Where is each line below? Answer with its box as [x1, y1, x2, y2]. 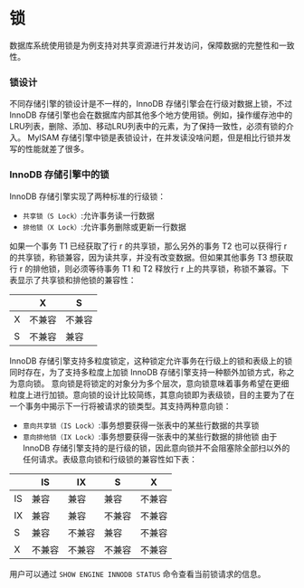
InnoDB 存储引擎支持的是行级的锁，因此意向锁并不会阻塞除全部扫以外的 [22, 442, 290, 453]
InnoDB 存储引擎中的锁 [9, 168, 110, 181]
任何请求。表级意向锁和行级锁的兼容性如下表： [22, 453, 197, 464]
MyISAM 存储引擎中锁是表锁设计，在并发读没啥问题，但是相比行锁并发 [26, 132, 291, 143]
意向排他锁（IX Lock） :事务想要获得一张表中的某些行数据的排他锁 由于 [22, 431, 278, 441]
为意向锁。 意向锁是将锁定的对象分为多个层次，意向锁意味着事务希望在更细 [9, 377, 290, 389]
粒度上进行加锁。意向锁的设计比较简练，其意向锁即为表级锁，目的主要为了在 [9, 389, 295, 400]
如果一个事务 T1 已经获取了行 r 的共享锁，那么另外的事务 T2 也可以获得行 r [9, 241, 288, 251]
